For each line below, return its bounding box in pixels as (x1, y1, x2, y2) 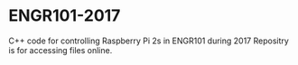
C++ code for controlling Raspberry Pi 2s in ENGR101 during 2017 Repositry (8, 35, 290, 46)
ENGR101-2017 (8, 5, 121, 26)
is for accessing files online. (8, 44, 113, 55)
